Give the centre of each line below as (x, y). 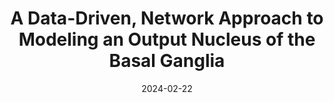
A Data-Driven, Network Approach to (167, 18)
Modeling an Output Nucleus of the (167, 39)
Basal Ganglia (167, 61)
